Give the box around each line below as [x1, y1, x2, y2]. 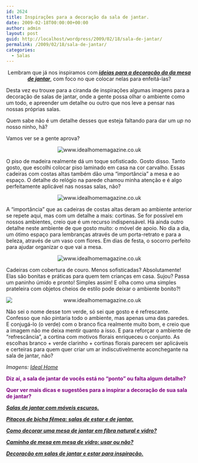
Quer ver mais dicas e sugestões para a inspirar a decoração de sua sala [6, 386, 187, 393]
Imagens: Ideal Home [6, 363, 59, 370]
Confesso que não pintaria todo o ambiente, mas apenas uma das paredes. [6, 314, 189, 321]
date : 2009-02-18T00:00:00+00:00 [6, 20, 89, 25]
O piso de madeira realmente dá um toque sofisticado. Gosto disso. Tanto [6, 157, 186, 164]
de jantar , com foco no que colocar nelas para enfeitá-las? [27, 75, 171, 82]
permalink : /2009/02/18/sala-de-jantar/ [6, 42, 108, 48]
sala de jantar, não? [6, 352, 54, 359]
